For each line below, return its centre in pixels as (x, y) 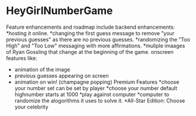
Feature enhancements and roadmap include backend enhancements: (91, 27)
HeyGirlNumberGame (59, 11)
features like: (22, 58)
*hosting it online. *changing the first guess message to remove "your (90, 33)
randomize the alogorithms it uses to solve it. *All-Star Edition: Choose (100, 100)
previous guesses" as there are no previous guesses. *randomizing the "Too (98, 39)
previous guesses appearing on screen (62, 76)
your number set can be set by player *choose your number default (96, 88)
